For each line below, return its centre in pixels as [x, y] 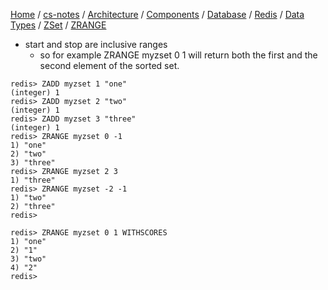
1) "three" [33, 180]
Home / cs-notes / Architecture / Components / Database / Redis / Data [157, 14]
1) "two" [28, 198]
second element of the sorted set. [109, 65]
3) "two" [28, 259]
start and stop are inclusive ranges [96, 44]
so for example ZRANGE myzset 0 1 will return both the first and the [178, 55]
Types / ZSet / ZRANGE [58, 25]
